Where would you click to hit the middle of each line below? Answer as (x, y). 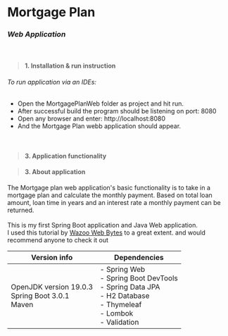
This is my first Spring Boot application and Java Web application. (103, 225)
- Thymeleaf (121, 305)
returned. (21, 210)
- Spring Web (122, 270)
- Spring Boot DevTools (139, 278)
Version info (52, 258)
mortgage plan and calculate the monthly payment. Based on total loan (110, 195)
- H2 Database (125, 296)
